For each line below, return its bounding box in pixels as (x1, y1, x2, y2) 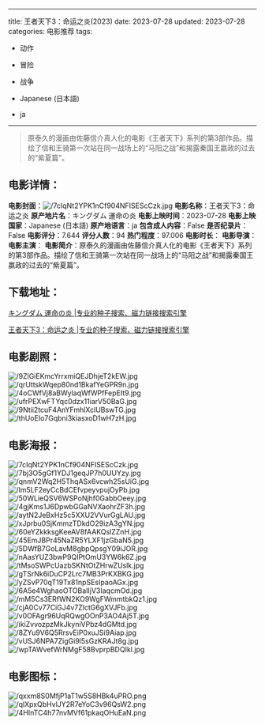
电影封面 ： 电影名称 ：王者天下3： (8, 201, 248, 210)
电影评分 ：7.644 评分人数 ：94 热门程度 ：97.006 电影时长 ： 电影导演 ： (27, 230, 257, 240)
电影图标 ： (8, 670, 61, 683)
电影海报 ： (8, 438, 61, 451)
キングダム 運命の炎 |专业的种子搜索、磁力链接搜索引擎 (8, 308, 188, 317)
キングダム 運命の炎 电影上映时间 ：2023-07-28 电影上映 (72, 210, 256, 220)
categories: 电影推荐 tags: (8, 27, 93, 36)
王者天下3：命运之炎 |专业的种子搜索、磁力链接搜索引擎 (8, 325, 190, 334)
